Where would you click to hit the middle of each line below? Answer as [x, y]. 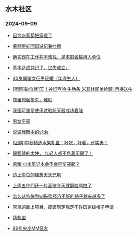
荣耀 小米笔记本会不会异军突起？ [46, 164]
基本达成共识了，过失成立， [41, 68]
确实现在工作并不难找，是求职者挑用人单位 [56, 56]
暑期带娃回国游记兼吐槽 [37, 46]
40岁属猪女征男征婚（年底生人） [46, 78]
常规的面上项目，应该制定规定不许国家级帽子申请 [63, 207]
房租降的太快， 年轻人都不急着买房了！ [53, 153]
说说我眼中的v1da [30, 132]
